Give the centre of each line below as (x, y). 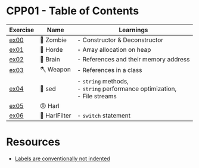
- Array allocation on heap (114, 49)
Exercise (22, 30)
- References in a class (110, 70)
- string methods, (103, 81)
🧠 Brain (50, 59)
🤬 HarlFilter (55, 116)
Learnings (133, 30)
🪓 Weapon (55, 69)
